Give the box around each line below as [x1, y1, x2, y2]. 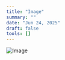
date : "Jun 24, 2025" [6, 20, 61, 26]
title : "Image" [6, 8, 45, 15]
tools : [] [6, 31, 31, 37]
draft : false [6, 25, 39, 31]
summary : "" [6, 14, 36, 20]
